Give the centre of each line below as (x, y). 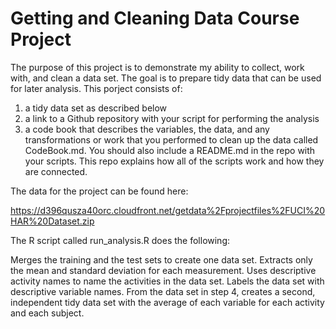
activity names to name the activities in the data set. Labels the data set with (167, 281)
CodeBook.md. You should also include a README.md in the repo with (170, 150)
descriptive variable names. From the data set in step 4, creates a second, (163, 291)
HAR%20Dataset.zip (52, 221)
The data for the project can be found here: (99, 191)
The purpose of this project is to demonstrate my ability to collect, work (157, 67)
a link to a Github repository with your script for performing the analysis (172, 118)
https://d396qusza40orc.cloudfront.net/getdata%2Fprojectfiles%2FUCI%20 (168, 210)
